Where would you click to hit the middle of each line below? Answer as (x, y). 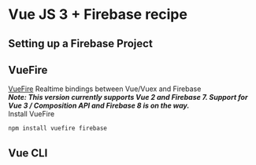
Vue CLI (28, 153)
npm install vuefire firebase (58, 128)
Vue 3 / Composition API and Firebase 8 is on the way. (99, 106)
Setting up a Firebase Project (81, 44)
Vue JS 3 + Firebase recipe (98, 15)
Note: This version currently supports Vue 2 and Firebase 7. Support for (128, 97)
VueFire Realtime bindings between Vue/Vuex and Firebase (105, 89)
